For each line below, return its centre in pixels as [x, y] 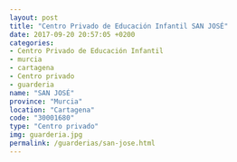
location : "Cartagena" [52, 110]
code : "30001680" [42, 118]
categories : [32, 43]
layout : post [34, 18]
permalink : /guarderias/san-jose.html [82, 143]
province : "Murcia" [46, 101]
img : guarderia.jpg [46, 135]
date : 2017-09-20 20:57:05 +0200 [72, 34]
